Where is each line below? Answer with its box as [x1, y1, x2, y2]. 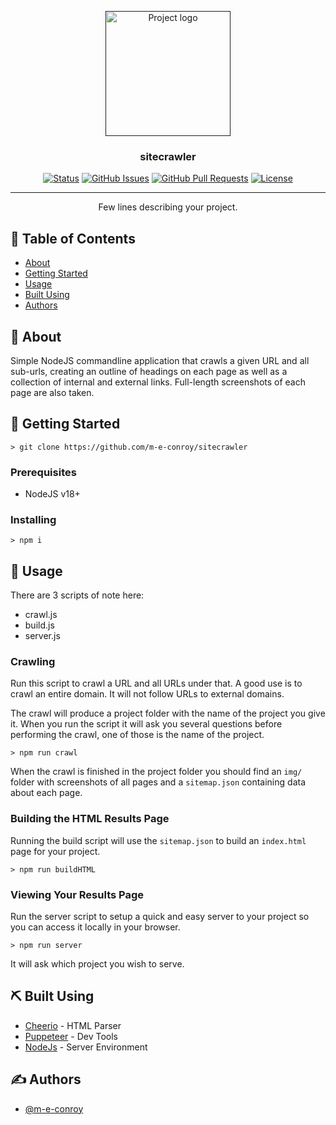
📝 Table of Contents [10, 230, 136, 247]
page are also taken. [10, 386, 95, 398]
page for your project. [10, 845, 101, 857]
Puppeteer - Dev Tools [24, 1030, 118, 1042]
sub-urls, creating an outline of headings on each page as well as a [10, 365, 288, 377]
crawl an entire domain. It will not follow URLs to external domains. [10, 688, 285, 700]
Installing [10, 512, 57, 526]
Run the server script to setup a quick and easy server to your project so [10, 911, 310, 923]
